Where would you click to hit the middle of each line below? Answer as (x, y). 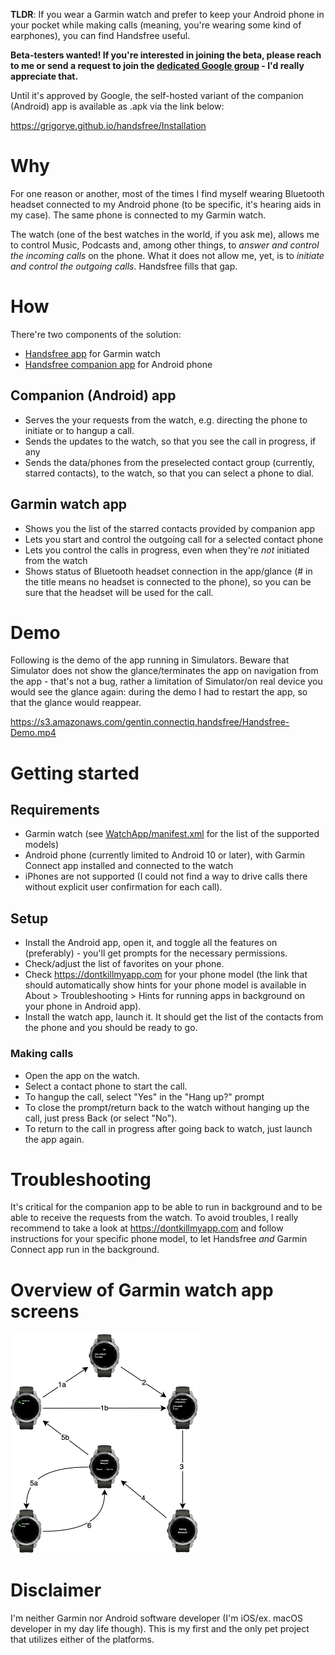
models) (42, 845)
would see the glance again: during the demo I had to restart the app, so (159, 692)
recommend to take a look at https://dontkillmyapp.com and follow (147, 1228)
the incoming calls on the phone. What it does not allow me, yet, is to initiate (167, 255)
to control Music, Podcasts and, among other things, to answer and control (165, 245)
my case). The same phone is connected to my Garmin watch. (138, 215)
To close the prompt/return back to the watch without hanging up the (167, 1107)
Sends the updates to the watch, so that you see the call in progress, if (170, 441)
